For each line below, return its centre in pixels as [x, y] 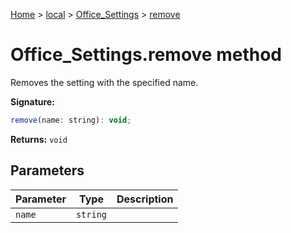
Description [145, 199]
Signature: [32, 101]
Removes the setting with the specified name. [104, 82]
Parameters [47, 170]
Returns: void [39, 139]
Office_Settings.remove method [146, 55]
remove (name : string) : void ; [71, 120]
